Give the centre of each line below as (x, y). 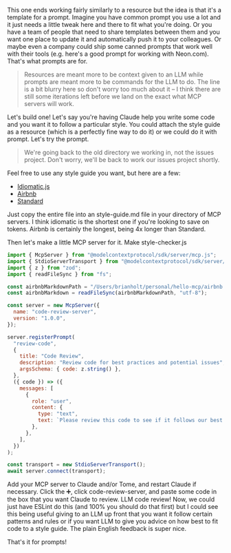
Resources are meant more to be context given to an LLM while (114, 74)
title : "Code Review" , (52, 356)
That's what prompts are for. (47, 61)
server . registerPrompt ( (41, 337)
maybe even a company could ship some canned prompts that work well (110, 46)
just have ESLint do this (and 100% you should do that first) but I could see (113, 507)
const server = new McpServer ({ (53, 306)
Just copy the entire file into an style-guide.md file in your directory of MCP (114, 214)
